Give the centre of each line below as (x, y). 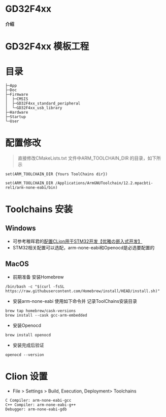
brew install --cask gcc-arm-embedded (46, 315)
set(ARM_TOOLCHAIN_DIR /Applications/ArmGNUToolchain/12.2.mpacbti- (79, 183)
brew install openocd (28, 335)
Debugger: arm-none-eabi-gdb (36, 409)
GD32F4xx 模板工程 (47, 46)
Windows (21, 228)
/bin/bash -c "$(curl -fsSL (35, 286)
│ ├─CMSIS (17, 99)
